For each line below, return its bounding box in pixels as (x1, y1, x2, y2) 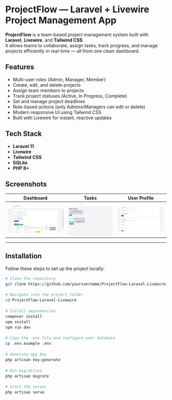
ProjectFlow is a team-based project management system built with (5, 31, 149, 37)
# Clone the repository (5, 276, 56, 281)
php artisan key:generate (5, 357, 60, 363)
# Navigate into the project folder (5, 292, 83, 297)
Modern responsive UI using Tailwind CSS (12, 109, 102, 115)
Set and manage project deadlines (12, 98, 85, 104)
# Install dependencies (5, 309, 56, 314)
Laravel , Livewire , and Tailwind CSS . (5, 37, 84, 43)
